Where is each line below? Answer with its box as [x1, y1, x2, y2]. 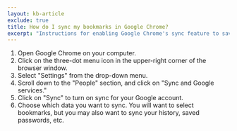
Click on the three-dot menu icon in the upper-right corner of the [17, 57, 207, 65]
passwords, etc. [17, 116, 65, 125]
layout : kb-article [7, 10, 65, 18]
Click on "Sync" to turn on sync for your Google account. [17, 94, 183, 102]
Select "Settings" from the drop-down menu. [17, 71, 148, 80]
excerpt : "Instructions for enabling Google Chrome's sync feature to [7, 29, 219, 37]
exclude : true [7, 17, 49, 24]
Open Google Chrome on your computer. [17, 49, 136, 57]
